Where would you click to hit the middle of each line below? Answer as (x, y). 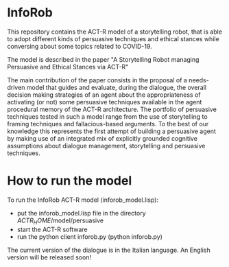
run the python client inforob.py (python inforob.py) (90, 236)
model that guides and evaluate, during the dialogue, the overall (117, 87)
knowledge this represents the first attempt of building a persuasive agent (111, 131)
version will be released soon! (49, 257)
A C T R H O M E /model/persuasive (60, 221)
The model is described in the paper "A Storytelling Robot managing (103, 59)
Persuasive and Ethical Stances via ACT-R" (68, 67)
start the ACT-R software (52, 229)
